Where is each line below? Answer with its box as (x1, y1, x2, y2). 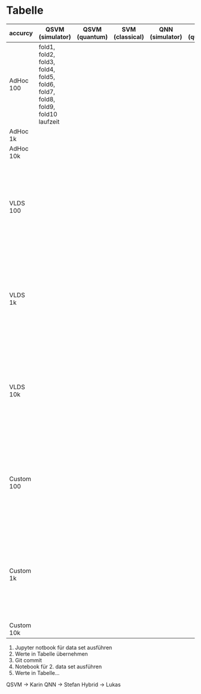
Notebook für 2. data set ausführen (14, 663, 102, 670)
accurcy (9, 29, 33, 37)
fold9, (38, 102, 56, 111)
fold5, (38, 72, 56, 81)
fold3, (38, 57, 56, 66)
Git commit (14, 656, 42, 664)
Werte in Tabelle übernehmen (14, 650, 89, 658)
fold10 (38, 110, 58, 118)
